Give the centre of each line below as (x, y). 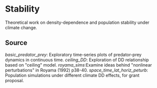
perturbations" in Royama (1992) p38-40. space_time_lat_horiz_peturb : (77, 70)
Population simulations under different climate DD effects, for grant (72, 75)
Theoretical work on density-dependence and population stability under (77, 22)
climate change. (21, 27)
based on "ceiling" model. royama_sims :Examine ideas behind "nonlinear (78, 65)
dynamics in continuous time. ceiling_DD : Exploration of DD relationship (77, 60)
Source (16, 43)
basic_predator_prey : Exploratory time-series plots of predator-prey (73, 54)
